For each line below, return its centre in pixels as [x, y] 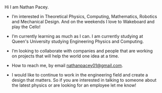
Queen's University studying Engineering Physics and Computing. [78, 41]
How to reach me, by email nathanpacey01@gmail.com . [67, 65]
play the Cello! [26, 27]
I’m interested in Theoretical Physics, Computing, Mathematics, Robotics [84, 16]
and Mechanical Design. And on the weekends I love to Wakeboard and [83, 22]
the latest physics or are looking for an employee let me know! [74, 85]
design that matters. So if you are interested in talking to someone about [84, 80]
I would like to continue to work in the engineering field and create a [80, 75]
